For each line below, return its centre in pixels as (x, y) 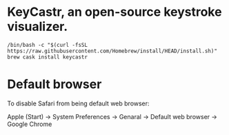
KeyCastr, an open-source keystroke (114, 12)
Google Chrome (30, 124)
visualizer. (38, 27)
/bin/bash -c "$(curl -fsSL (48, 45)
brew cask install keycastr (48, 57)
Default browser (54, 84)
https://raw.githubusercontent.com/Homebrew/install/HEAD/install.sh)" (112, 51)
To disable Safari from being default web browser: (78, 103)
